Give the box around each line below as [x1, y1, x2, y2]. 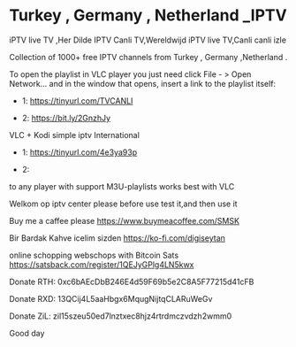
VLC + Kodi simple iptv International [9, 129, 140, 140]
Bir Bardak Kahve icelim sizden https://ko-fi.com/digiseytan [9, 232, 225, 243]
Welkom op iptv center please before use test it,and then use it [9, 198, 238, 209]
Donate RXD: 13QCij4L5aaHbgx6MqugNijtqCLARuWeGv [9, 293, 213, 304]
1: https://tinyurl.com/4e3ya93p [21, 147, 138, 158]
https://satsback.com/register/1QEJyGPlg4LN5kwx [9, 258, 194, 270]
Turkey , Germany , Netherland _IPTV [9, 5, 287, 26]
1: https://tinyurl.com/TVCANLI [21, 95, 133, 106]
